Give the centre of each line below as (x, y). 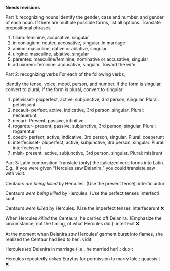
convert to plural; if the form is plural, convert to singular (64, 89)
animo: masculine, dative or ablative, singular (60, 48)
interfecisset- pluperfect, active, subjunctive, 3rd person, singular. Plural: (89, 142)
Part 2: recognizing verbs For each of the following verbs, (65, 74)
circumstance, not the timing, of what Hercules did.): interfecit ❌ (72, 224)
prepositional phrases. (29, 28)
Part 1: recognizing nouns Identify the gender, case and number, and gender (85, 17)
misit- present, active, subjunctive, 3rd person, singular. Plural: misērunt (88, 153)
